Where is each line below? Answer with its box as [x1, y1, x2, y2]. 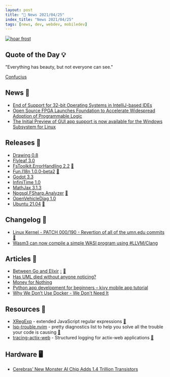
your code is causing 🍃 [12, 329, 61, 335]
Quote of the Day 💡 [5, 50, 66, 59]
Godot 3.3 [12, 174, 34, 180]
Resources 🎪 [5, 305, 46, 313]
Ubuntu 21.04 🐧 [12, 201, 46, 207]
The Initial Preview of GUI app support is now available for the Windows [12, 118, 163, 124]
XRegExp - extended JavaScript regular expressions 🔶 [12, 318, 127, 325]
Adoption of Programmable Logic [12, 113, 82, 119]
